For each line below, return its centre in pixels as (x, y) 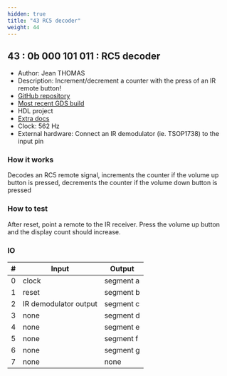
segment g (122, 350)
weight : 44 (23, 27)
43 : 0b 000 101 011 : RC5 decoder (84, 56)
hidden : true (27, 14)
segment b (122, 293)
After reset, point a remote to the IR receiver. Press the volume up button (114, 224)
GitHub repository (44, 96)
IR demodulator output (60, 304)
